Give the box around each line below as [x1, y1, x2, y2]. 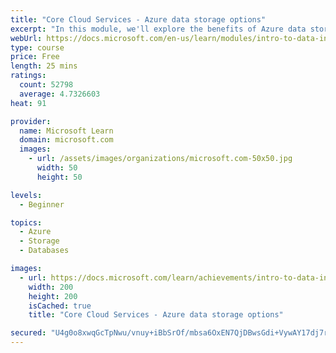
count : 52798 [19, 80, 74, 90]
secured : [10, 328, 47, 338]
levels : [10, 190, 43, 200]
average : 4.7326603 [19, 89, 101, 99]
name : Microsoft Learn [19, 126, 114, 136]
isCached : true [28, 301, 92, 311]
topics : [10, 217, 43, 228]
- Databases [19, 246, 70, 256]
